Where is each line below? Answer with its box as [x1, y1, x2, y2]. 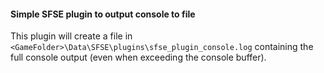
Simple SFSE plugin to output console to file [10, 8, 196, 20]
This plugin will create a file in [10, 30, 133, 42]
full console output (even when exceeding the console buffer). [10, 51, 267, 64]
